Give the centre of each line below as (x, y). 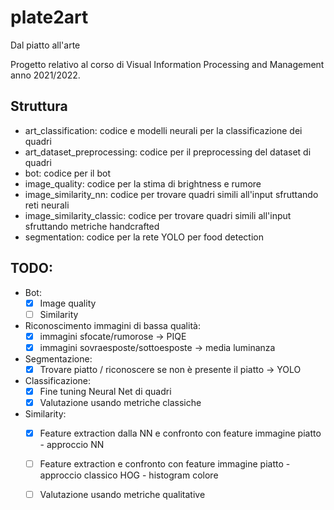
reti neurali (47, 205)
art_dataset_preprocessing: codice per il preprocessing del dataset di (168, 152)
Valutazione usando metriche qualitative (122, 495)
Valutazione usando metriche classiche (120, 402)
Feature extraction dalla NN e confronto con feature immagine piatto (180, 433)
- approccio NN (72, 445)
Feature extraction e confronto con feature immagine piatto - (165, 464)
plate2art (49, 17)
